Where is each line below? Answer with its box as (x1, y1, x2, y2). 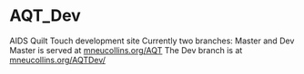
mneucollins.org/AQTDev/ (9, 54, 106, 65)
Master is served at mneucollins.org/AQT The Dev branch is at (9, 44, 243, 55)
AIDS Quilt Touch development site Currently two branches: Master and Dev (9, 35, 295, 46)
